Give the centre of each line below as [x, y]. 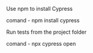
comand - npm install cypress [43, 20]
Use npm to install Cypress [40, 9]
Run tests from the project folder [46, 32]
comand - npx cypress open [41, 44]
